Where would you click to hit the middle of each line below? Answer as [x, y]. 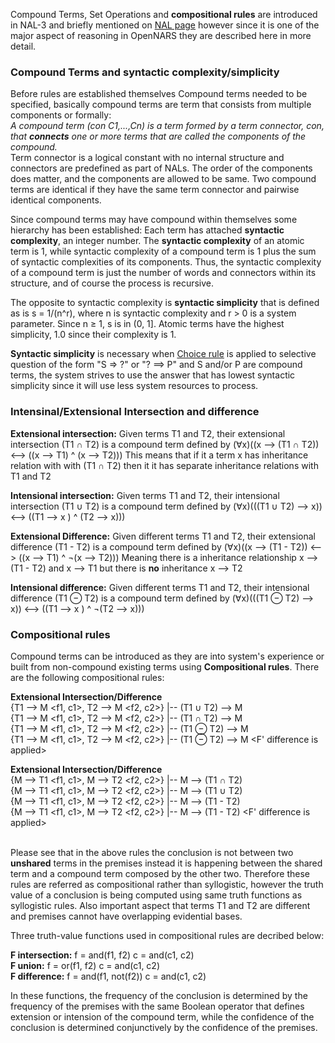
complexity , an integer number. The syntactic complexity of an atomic [157, 241]
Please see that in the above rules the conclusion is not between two [152, 852]
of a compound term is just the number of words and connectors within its [163, 273]
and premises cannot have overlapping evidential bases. [126, 916]
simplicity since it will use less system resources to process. [134, 386]
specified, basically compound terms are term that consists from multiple [161, 105]
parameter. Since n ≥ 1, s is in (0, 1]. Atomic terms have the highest [147, 324]
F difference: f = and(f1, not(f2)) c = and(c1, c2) [108, 976]
